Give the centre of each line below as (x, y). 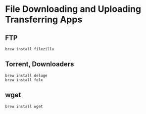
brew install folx (24, 80)
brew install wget (24, 106)
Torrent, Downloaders (40, 64)
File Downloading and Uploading (73, 9)
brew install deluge (26, 76)
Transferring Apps (44, 19)
